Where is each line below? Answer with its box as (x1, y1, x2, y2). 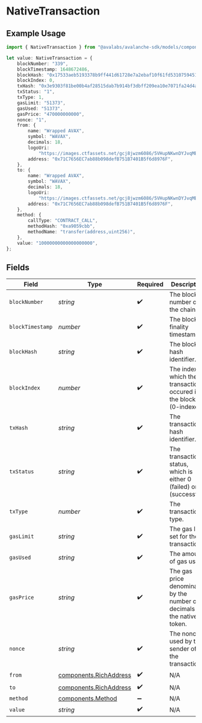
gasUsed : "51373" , (17, 106, 63, 112)
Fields (6, 262, 30, 273)
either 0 (169, 475, 192, 484)
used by (169, 637, 192, 646)
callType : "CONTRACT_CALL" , (28, 218, 98, 224)
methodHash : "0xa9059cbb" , (28, 223, 96, 230)
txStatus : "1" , (17, 89, 55, 95)
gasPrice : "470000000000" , (17, 111, 85, 117)
